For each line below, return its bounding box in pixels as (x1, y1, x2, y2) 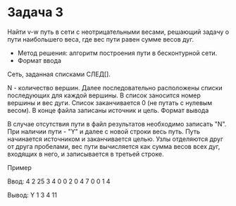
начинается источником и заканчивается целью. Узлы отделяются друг (7, 135, 224, 143)
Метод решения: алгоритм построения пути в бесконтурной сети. (17, 49, 218, 57)
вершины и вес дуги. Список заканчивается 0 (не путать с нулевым (7, 98, 213, 107)
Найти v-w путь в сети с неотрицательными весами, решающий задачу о (7, 28, 230, 36)
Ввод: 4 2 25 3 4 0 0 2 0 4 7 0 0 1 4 (7, 177, 111, 186)
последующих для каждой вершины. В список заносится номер (7, 91, 201, 99)
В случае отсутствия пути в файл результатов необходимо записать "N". (7, 119, 227, 128)
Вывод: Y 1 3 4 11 (7, 190, 58, 199)
